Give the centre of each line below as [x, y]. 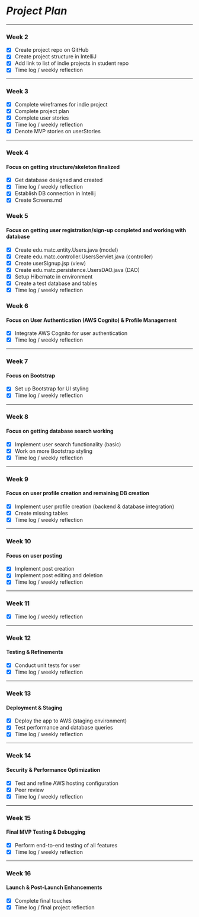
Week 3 [17, 92]
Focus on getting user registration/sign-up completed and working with [96, 230]
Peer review [29, 790]
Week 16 [19, 873]
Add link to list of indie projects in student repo [72, 63]
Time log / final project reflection [54, 907]
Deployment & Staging [34, 708]
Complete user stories [42, 118]
